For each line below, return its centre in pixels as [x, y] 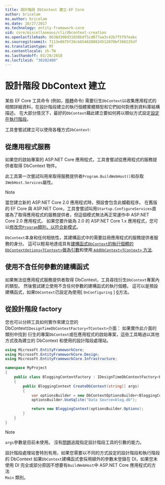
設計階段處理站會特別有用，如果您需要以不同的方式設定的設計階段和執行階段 [82, 452]
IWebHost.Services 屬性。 [30, 182]
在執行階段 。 [18, 119]
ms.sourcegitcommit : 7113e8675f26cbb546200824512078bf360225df [71, 42]
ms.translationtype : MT [29, 46]
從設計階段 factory [34, 309]
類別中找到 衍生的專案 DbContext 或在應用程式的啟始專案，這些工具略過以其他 [82, 334]
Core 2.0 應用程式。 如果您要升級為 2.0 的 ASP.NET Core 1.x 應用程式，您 [79, 221]
